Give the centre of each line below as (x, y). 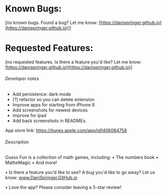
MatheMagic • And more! (31, 162)
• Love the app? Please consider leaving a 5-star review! (63, 187)
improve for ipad (29, 115)
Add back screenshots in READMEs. (49, 121)
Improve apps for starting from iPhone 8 (53, 105)
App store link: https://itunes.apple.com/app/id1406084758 (66, 130)
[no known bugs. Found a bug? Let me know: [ (53, 22)
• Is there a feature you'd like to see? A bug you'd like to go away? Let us (80, 172)
